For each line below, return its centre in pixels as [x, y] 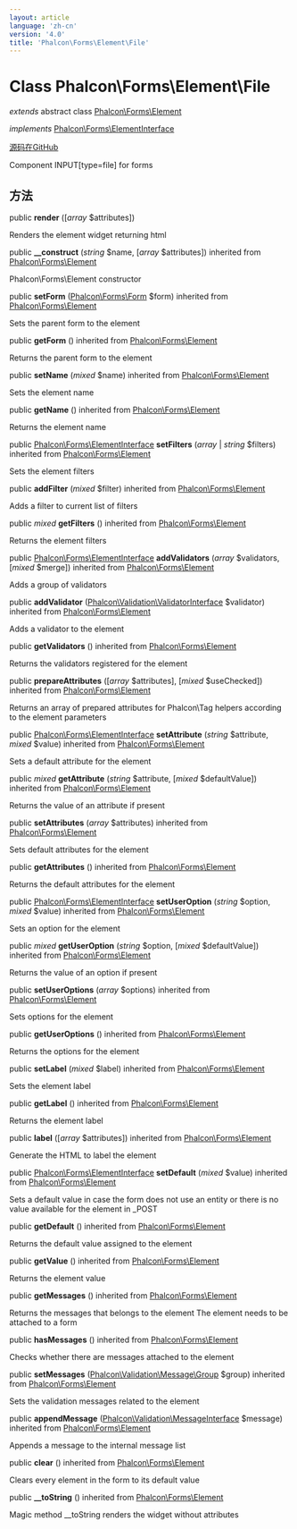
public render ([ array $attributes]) [72, 217]
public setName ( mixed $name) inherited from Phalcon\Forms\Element [139, 375]
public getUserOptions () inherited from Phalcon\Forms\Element [128, 1034]
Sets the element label [50, 1086]
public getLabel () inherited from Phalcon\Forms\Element [114, 1103]
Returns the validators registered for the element [99, 663]
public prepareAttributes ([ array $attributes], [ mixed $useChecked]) [136, 681]
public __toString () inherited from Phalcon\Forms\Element [116, 1497]
